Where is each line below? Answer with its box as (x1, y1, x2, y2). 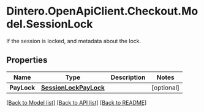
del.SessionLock (6, 17, 93, 31)
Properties (6, 55, 48, 65)
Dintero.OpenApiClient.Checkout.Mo (6, 4, 198, 18)
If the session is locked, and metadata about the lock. (6, 37, 142, 44)
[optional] (151, 83, 179, 92)
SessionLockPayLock (40, 83, 105, 92)
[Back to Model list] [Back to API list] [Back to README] (6, 99, 147, 106)
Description (110, 73, 146, 82)
